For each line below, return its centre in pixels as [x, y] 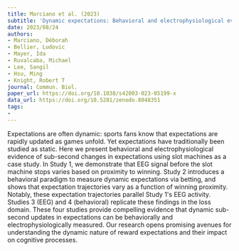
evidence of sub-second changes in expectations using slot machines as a [117, 156]
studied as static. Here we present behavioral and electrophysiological [111, 149]
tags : [15, 107]
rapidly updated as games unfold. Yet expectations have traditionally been [116, 141]
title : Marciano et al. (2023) [54, 14]
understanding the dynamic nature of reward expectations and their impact [117, 232]
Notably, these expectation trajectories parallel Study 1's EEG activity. [109, 194]
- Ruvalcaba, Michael [39, 61]
